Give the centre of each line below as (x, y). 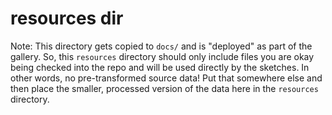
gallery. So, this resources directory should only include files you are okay (162, 56)
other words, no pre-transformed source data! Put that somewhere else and (166, 78)
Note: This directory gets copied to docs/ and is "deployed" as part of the (161, 46)
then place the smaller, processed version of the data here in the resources (164, 88)
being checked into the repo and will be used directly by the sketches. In (160, 67)
